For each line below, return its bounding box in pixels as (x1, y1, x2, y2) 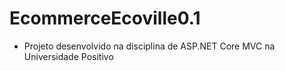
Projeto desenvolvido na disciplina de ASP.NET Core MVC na (23, 40, 276, 52)
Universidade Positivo (23, 50, 114, 62)
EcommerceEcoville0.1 (9, 7, 201, 30)
